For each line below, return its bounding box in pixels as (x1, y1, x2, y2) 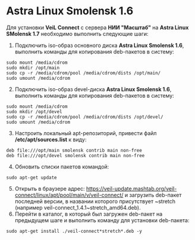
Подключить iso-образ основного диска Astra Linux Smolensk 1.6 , (14, 42, 184, 49)
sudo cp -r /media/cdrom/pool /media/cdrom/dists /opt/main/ (6, 70, 161, 76)
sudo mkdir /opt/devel (6, 108, 62, 114)
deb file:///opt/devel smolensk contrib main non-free (6, 152, 145, 158)
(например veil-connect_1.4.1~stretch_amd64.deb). (14, 204, 141, 211)
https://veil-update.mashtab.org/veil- (86, 185, 177, 192)
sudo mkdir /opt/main (6, 64, 60, 71)
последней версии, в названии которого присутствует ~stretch (14, 198, 176, 205)
